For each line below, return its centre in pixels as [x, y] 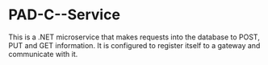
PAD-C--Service [65, 15]
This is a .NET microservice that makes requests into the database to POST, [134, 37]
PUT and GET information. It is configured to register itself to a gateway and [134, 45]
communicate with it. [43, 54]
